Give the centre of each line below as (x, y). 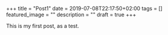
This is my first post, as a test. (43, 26)
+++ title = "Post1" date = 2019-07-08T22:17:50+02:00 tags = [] (84, 8)
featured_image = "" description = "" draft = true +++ (71, 15)
